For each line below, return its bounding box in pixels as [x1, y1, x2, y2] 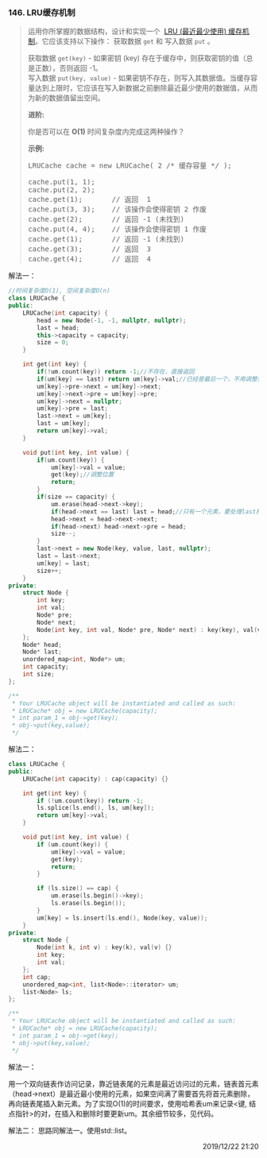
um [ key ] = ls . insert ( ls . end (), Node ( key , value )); [37, 914, 208, 922]
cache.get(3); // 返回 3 [27, 245, 151, 254]
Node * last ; [22, 648, 62, 656]
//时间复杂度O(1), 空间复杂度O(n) [8, 287, 110, 295]
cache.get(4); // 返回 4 [27, 254, 151, 264]
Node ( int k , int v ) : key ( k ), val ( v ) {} [37, 943, 172, 951]
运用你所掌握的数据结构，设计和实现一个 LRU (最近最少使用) [27, 26, 227, 37]
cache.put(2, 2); [27, 185, 95, 195]
